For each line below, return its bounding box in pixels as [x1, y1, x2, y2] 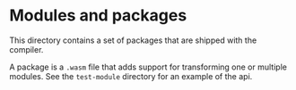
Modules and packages [9, 5, 187, 26]
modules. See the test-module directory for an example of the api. [9, 70, 253, 81]
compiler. [9, 44, 44, 54]
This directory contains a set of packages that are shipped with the [9, 35, 257, 45]
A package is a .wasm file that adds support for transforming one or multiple [9, 61, 287, 72]
